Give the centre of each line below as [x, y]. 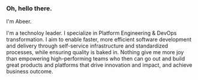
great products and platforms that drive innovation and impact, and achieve [99, 65]
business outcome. [30, 72]
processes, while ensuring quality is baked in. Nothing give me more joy [95, 52]
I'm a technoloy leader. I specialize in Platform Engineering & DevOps [91, 33]
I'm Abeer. [19, 22]
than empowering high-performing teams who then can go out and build [95, 59]
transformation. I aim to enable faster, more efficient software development [99, 40]
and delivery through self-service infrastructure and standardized [87, 46]
